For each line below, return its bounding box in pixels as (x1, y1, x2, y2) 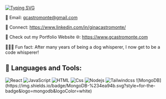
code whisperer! (5, 49, 39, 55)
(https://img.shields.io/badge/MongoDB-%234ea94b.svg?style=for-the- (5, 82, 156, 88)
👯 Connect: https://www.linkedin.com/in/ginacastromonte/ (5, 24, 126, 30)
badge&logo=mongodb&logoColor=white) (5, 88, 92, 94)
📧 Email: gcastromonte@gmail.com (5, 15, 78, 20)
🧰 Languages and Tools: (5, 64, 82, 72)
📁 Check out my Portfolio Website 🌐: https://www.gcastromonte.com (5, 34, 148, 40)
